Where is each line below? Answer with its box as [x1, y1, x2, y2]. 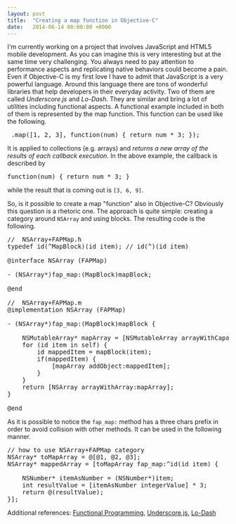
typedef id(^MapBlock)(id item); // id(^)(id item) [7, 243, 190, 250]
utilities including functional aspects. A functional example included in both [7, 103, 224, 111]
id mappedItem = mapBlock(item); [37, 348, 152, 356]
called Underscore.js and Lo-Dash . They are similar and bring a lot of [7, 95, 207, 103]
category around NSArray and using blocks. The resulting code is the [7, 215, 206, 223]
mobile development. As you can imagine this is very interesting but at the [7, 50, 221, 58]
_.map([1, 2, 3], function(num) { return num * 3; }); [7, 131, 200, 139]
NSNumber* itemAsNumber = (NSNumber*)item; [22, 474, 174, 483]
